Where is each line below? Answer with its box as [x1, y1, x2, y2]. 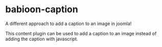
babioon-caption [5, 4, 78, 15]
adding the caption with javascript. [5, 36, 78, 42]
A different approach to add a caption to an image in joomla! [5, 20, 132, 27]
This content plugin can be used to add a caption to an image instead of [5, 30, 157, 36]
